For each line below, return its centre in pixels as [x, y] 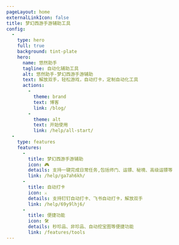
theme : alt [47, 119]
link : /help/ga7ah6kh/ [57, 176]
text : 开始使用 [51, 125]
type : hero [31, 40]
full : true [31, 46]
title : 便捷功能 [47, 216]
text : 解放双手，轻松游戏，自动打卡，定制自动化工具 [80, 80]
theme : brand [50, 97]
